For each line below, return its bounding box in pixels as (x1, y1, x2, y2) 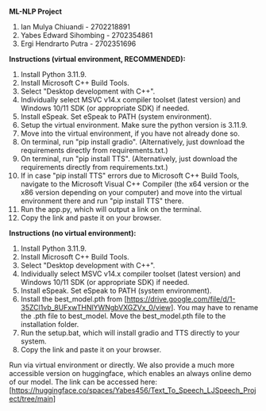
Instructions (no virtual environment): (9, 229, 137, 237)
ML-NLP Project (9, 7, 63, 16)
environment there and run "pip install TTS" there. (20, 196, 184, 205)
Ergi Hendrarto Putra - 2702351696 (20, 39, 137, 48)
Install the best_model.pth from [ (20, 294, 128, 304)
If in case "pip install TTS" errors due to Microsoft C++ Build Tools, (20, 171, 240, 180)
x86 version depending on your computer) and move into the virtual (20, 188, 243, 197)
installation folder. (20, 320, 79, 328)
